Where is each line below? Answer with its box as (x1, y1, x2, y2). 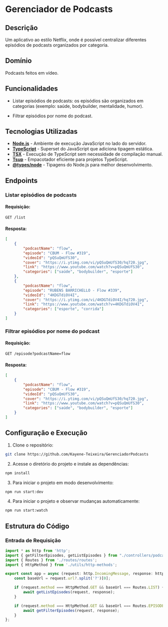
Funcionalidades (5, 84, 58, 93)
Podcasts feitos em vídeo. (5, 70, 59, 76)
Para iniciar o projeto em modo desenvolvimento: (12, 480, 114, 486)
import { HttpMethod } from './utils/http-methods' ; (5, 562, 117, 567)
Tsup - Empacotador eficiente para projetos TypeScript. (12, 156, 128, 162)
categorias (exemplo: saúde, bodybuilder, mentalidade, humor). (12, 103, 143, 109)
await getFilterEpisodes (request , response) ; (23, 608, 120, 613)
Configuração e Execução (5, 429, 87, 437)
